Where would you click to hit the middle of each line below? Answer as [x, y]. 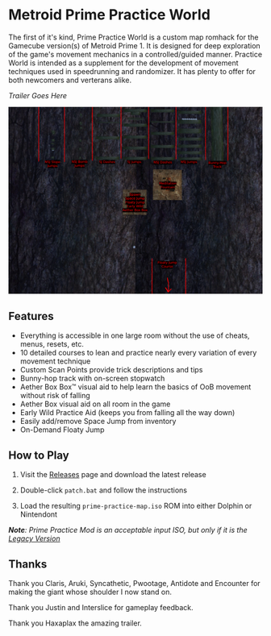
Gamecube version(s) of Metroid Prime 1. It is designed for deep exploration [134, 45]
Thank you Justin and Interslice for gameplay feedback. [101, 607]
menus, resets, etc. [52, 344]
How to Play [39, 455]
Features [31, 316]
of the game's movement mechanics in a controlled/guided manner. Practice [135, 54]
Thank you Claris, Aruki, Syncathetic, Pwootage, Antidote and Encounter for [134, 583]
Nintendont [39, 514]
